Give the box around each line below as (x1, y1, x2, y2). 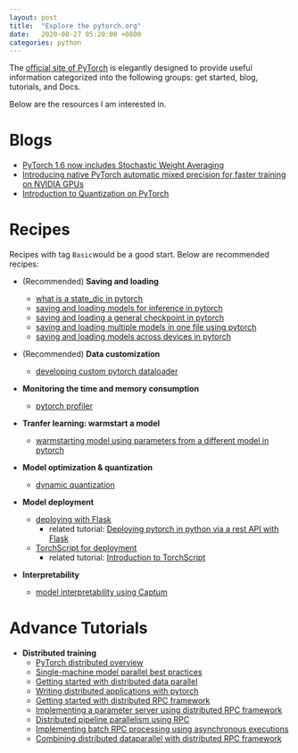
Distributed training (21, 647, 96, 658)
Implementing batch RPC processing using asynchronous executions (35, 723, 289, 734)
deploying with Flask (35, 514, 112, 525)
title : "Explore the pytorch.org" (9, 21, 142, 30)
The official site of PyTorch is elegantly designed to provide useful (9, 63, 252, 73)
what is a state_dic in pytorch (35, 293, 144, 304)
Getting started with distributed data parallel (35, 676, 198, 687)
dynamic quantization (35, 479, 116, 490)
